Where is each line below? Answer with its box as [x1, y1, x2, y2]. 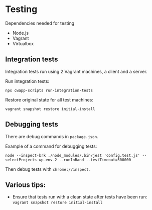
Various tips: [5, 180, 46, 189]
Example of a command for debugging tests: [5, 143, 97, 149]
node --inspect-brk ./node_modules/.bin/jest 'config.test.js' [5, 153, 140, 158]
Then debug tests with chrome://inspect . [5, 166, 90, 172]
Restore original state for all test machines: [5, 96, 94, 102]
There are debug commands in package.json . [5, 133, 99, 139]
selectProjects [5, 157, 37, 162]
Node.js [12, 30, 29, 36]
